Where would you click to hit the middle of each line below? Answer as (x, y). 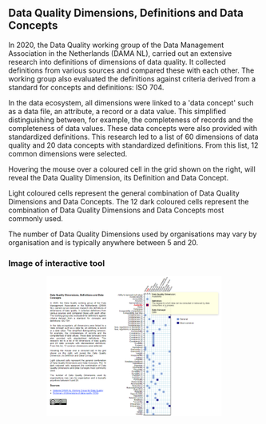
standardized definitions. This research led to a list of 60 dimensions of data (133, 137)
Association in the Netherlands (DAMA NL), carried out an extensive (120, 53)
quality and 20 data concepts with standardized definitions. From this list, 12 (133, 145)
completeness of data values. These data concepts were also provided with (133, 128)
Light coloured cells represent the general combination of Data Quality (124, 193)
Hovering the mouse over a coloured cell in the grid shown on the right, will (132, 169)
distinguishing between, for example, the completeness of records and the (131, 120)
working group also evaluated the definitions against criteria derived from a (132, 78)
